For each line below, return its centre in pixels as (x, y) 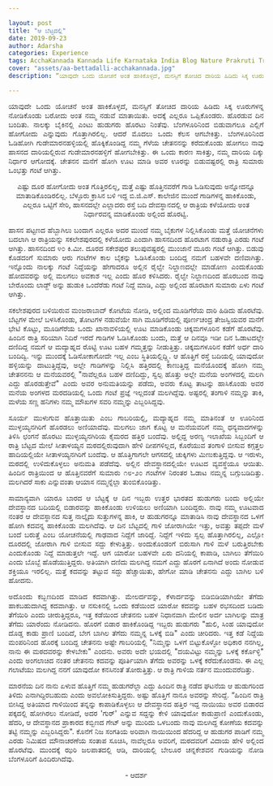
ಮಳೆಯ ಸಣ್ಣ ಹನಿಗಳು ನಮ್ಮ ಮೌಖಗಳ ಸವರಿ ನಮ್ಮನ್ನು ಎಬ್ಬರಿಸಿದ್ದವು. (87, 401)
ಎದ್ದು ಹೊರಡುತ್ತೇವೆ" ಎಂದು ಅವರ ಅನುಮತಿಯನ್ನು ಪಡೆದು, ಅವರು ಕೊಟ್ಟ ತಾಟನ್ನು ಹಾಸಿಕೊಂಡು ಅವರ (136, 383)
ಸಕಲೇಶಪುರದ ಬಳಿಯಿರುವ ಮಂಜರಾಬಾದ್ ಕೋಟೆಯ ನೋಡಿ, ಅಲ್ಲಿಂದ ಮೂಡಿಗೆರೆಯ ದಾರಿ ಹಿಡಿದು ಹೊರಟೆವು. (136, 310)
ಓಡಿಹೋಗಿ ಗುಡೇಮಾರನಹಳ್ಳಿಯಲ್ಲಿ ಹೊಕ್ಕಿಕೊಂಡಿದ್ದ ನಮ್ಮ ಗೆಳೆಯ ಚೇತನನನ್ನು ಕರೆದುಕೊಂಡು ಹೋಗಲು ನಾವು (136, 142)
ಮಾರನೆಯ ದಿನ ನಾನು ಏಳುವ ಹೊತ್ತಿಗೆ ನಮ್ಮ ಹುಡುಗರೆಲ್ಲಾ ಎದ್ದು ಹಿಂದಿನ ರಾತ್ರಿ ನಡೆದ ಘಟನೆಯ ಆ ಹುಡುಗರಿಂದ (136, 685)
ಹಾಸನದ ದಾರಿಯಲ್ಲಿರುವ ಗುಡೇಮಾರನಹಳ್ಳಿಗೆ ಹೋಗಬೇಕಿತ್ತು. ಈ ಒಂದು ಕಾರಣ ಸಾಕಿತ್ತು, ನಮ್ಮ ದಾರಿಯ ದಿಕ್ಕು (136, 152)
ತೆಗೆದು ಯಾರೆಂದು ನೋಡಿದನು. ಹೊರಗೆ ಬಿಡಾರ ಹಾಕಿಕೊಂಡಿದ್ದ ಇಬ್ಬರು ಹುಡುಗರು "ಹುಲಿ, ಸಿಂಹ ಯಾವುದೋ (136, 624)
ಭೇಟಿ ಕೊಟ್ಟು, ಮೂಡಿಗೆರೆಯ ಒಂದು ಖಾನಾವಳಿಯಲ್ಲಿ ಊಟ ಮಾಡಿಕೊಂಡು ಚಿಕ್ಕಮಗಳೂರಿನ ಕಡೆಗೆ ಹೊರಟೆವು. (136, 328)
